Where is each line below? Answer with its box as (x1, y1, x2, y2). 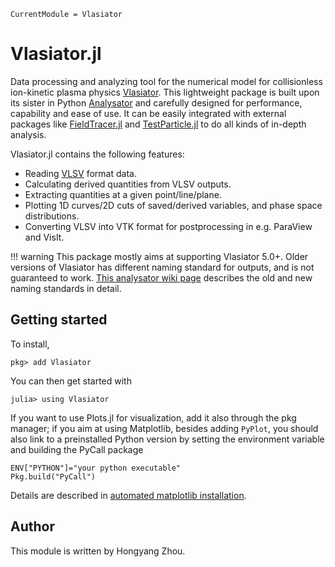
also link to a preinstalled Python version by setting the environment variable (10, 433, 325, 445)
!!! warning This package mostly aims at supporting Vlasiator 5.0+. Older (10, 250, 309, 262)
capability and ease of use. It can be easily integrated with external (10, 107, 287, 119)
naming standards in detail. (10, 282, 122, 294)
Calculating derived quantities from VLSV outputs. (24, 178, 232, 190)
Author (10, 518, 55, 535)
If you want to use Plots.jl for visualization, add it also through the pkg (10, 411, 297, 424)
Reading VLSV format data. (24, 167, 137, 179)
